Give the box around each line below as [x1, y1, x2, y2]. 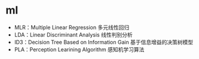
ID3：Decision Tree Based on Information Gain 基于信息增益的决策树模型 [14, 38, 194, 45]
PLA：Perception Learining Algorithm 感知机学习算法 [14, 45, 145, 53]
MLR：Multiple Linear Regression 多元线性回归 [14, 24, 130, 31]
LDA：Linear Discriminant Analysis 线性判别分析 [14, 31, 133, 38]
